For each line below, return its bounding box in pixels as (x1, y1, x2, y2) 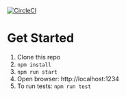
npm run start (16, 68, 58, 75)
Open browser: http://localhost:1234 (16, 74, 120, 83)
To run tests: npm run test (16, 82, 91, 90)
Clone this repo (16, 53, 60, 61)
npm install (16, 61, 51, 68)
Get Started (7, 31, 74, 46)
